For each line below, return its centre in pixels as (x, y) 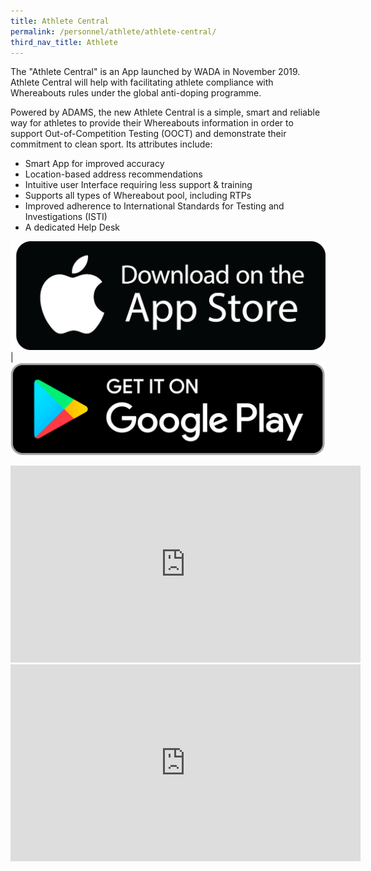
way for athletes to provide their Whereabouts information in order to (152, 123)
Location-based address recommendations (113, 174)
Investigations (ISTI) (66, 217)
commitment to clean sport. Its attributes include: (111, 144)
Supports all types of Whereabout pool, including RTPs (138, 196)
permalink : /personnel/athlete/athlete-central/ (113, 31)
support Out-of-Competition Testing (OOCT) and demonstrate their (148, 134)
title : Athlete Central (60, 21)
